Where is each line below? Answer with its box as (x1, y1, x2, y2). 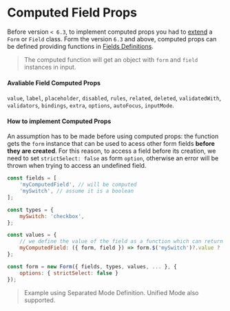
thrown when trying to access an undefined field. (7, 162, 147, 170)
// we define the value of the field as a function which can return (19, 238, 224, 245)
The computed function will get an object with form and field (23, 55, 198, 63)
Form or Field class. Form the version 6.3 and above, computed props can (7, 34, 217, 43)
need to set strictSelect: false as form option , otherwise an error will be (7, 154, 219, 162)
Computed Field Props (7, 5, 138, 21)
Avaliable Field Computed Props (7, 78, 101, 87)
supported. (23, 296, 56, 304)
